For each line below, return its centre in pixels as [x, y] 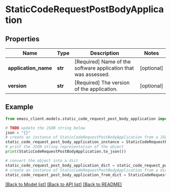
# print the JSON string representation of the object [65, 147]
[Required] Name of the [103, 62]
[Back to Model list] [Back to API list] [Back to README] [64, 184]
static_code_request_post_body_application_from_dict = [66, 175]
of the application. [96, 89]
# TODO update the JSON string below [45, 128]
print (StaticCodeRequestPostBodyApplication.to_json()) [66, 152]
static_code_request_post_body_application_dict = [60, 165]
